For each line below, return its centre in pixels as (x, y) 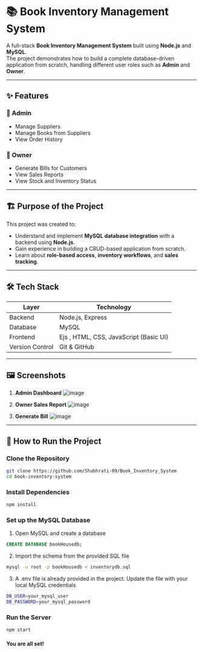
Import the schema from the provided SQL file (72, 556)
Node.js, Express (83, 317)
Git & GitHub (77, 347)
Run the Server (29, 617)
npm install (21, 505)
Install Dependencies (38, 492)
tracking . (27, 262)
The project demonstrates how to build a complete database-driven (90, 58)
